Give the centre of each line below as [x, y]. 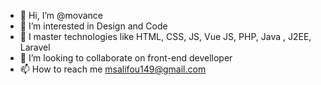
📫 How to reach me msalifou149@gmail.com [113, 69]
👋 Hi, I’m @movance [61, 15]
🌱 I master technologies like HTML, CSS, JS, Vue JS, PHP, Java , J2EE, [165, 36]
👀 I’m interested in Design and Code [93, 26]
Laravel [35, 47]
